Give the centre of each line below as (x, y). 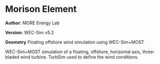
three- (149, 52)
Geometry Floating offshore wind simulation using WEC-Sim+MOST (75, 42)
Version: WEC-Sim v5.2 (30, 32)
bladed (12, 57)
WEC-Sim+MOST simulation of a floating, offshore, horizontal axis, (73, 52)
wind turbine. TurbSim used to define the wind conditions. (80, 57)
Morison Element (41, 9)
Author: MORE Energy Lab (32, 23)
